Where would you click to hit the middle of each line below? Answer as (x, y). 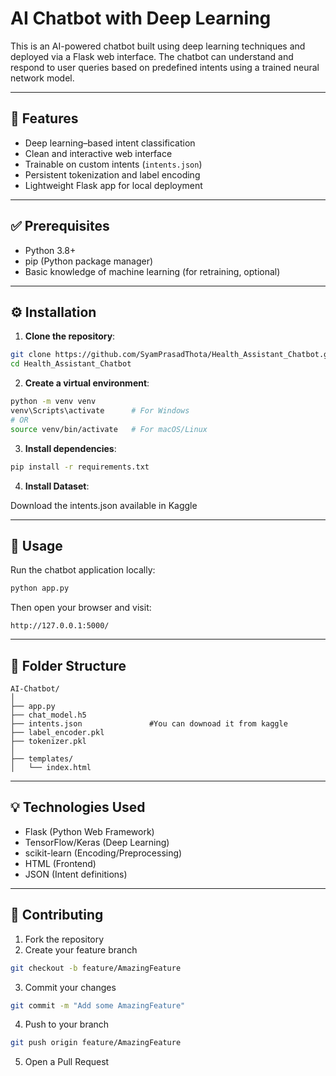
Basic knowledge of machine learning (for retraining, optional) (152, 271)
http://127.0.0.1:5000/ (60, 626)
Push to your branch (67, 1024)
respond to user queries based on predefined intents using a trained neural (165, 67)
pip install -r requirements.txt (80, 467)
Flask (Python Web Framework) (89, 831)
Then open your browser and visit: (81, 608)
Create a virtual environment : (87, 383)
